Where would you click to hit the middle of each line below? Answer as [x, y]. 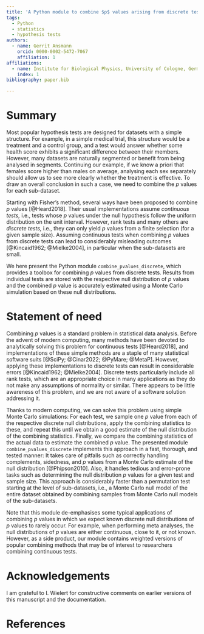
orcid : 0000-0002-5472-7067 [53, 52]
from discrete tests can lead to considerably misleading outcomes [89, 241]
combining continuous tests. [42, 551]
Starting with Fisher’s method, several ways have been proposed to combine [102, 202]
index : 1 [28, 74]
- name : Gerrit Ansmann [42, 46]
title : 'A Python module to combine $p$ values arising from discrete [97, 12]
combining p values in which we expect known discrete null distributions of [100, 519]
